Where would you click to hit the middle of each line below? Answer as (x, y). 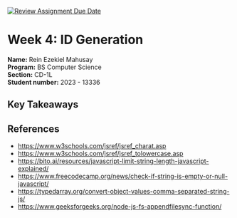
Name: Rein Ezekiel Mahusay (50, 59)
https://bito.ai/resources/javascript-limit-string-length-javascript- (113, 161)
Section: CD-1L (30, 74)
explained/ (33, 169)
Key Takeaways (43, 104)
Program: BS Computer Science (54, 67)
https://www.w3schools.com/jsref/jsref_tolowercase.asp (100, 154)
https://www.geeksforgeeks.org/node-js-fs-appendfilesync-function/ (120, 207)
